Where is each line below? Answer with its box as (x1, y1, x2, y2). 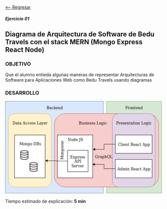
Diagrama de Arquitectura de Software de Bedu (5, 30, 155, 38)
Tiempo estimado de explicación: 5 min (5, 199, 86, 205)
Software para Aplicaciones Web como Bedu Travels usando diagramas (5, 77, 152, 83)
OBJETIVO (5, 60, 31, 67)
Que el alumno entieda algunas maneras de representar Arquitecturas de (5, 72, 155, 78)
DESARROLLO (5, 90, 40, 97)
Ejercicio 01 (5, 15, 30, 21)
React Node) (5, 45, 45, 54)
